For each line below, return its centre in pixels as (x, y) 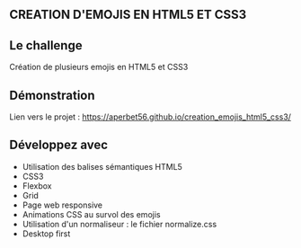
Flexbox (37, 186)
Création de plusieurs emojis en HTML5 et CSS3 (99, 67)
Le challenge (46, 45)
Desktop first (46, 234)
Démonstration (53, 95)
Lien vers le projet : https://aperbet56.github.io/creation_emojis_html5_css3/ (150, 117)
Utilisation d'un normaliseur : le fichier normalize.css (120, 224)
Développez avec (59, 145)
